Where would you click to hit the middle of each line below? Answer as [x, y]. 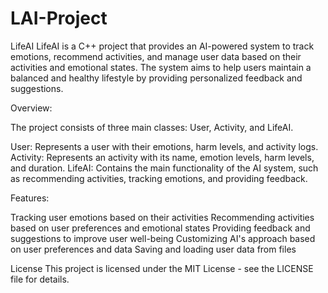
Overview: [31, 108]
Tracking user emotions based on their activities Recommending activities [162, 217]
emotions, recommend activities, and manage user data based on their [156, 56]
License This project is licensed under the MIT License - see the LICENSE [162, 268]
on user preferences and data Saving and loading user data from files [153, 249]
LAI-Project [59, 18]
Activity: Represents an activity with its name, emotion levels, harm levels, [162, 157]
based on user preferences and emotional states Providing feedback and [160, 228]
